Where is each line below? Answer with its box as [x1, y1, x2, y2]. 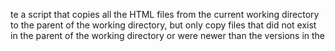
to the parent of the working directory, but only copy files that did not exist [10, 19, 317, 31]
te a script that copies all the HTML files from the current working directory [10, 9, 320, 20]
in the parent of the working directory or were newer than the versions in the [10, 30, 326, 41]
